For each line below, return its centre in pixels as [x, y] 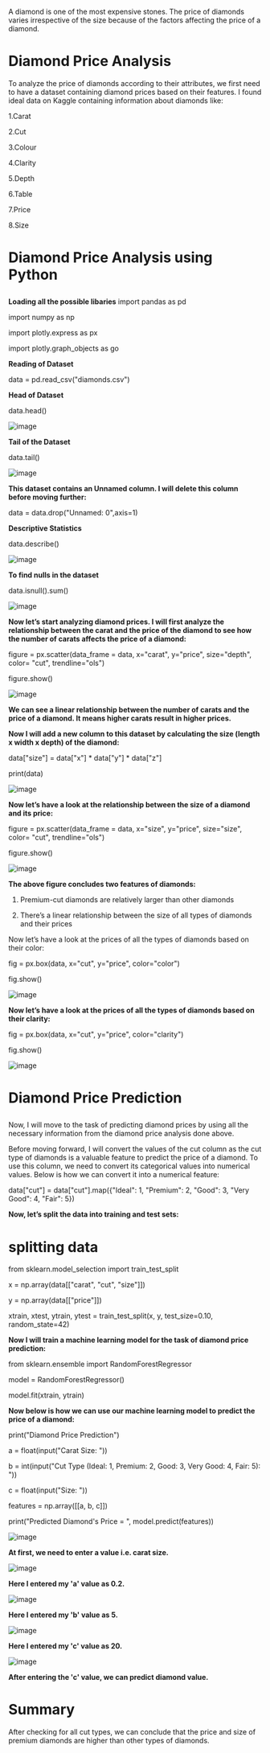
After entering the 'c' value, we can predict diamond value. [108, 1677]
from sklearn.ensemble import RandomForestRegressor [100, 1364]
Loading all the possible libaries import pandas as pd [97, 302]
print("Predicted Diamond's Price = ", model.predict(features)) [111, 1521]
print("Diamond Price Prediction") [64, 1435]
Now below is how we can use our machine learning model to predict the [132, 1411]
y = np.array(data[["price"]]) [55, 1300]
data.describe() [34, 544]
